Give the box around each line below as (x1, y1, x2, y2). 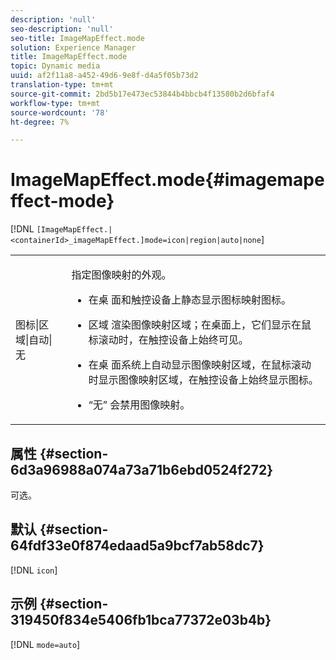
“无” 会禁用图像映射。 (88, 398, 191, 412)
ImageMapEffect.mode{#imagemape (10, 169, 325, 191)
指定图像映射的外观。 (71, 268, 172, 282)
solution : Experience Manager (10, 42, 137, 53)
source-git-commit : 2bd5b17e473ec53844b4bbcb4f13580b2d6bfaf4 (10, 89, 275, 99)
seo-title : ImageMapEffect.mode (10, 33, 145, 43)
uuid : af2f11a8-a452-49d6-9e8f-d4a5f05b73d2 (10, 71, 199, 81)
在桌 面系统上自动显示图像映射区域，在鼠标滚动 (88, 358, 312, 372)
